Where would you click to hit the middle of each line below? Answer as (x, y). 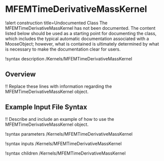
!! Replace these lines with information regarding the (59, 86)
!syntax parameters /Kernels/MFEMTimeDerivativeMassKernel (69, 134)
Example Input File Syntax (46, 107)
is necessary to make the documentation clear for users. (63, 49)
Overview (21, 75)
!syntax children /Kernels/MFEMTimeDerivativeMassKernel (65, 153)
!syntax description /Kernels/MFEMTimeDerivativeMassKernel (69, 58)
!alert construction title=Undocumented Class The (56, 23)
